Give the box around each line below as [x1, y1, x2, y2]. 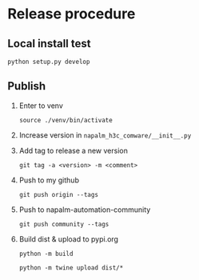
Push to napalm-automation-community [18, 205, 151, 214]
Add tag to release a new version [18, 146, 129, 155]
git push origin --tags [18, 190, 99, 198]
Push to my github [18, 175, 79, 185]
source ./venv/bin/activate [18, 116, 113, 124]
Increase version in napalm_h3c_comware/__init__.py [18, 130, 192, 140]
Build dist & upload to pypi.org [18, 234, 119, 244]
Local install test [7, 37, 91, 50]
